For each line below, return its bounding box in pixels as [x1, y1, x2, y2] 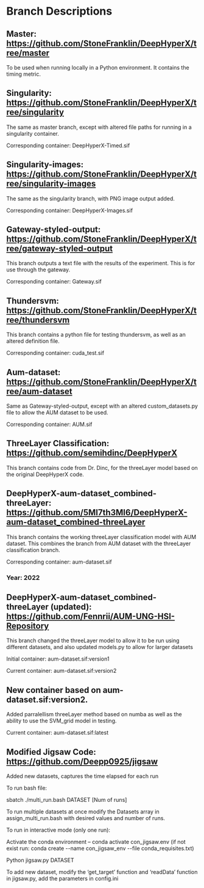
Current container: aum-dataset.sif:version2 [6, 667, 117, 675]
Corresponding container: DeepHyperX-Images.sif [6, 207, 133, 214]
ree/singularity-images [6, 178, 96, 189]
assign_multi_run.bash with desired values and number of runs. [6, 815, 166, 822]
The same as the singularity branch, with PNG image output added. [6, 194, 175, 202]
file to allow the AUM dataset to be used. [6, 409, 108, 416]
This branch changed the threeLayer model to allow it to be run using [6, 637, 180, 644]
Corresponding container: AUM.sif [6, 420, 93, 428]
